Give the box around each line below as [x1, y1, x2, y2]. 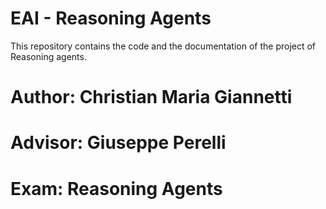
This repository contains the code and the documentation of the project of [10, 40, 317, 52]
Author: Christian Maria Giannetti [10, 86, 293, 109]
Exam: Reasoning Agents [10, 177, 223, 200]
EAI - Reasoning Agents [10, 7, 212, 30]
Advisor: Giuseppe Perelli [10, 132, 227, 154]
